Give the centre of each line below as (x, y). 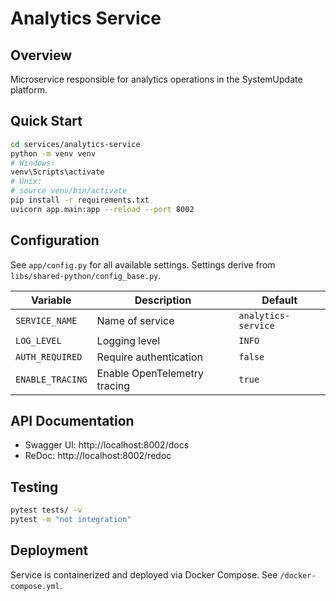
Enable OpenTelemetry (150, 373)
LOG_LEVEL (38, 340)
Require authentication (149, 357)
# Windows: (33, 163)
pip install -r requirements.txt (80, 200)
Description (163, 300)
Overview (41, 55)
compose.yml (35, 586)
